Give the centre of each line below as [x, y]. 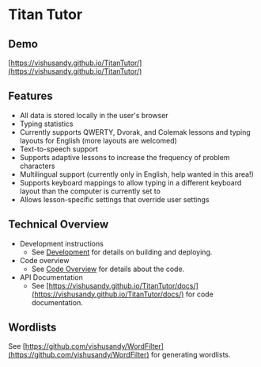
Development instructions [62, 243]
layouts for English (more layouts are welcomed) [98, 140]
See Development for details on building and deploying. [122, 252]
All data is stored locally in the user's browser [94, 115]
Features [30, 96]
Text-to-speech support [59, 149]
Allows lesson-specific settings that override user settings [114, 199]
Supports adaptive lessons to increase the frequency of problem [125, 157]
